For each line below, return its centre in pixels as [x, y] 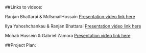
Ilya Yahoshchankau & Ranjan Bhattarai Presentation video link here [73, 26]
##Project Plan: [21, 45]
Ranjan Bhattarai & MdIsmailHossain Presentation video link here [70, 16]
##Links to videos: [24, 7]
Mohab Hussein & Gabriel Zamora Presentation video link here [68, 36]
